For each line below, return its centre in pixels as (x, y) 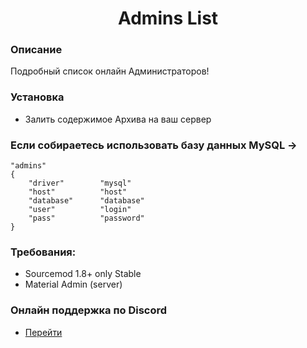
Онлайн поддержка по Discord (89, 310)
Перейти (43, 332)
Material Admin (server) (73, 284)
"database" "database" (86, 201)
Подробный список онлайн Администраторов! (110, 71)
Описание (36, 50)
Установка (37, 97)
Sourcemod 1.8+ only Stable (83, 274)
